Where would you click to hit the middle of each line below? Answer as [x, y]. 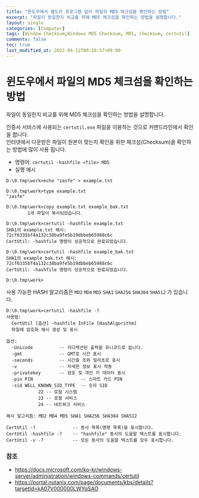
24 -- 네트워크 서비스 [61, 404]
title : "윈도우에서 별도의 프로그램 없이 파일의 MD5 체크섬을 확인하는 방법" [88, 12]
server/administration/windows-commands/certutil [77, 476]
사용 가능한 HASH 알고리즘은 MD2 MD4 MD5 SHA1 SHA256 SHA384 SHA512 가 [89, 292]
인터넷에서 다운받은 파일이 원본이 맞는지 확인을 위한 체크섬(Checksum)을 [91, 142]
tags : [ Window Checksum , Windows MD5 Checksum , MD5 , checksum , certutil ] [98, 34]
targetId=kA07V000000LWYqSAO [57, 488]
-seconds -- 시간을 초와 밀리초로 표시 [66, 360]
